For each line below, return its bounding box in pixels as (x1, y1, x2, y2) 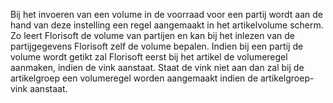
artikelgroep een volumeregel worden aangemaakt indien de (10, 72, 259, 84)
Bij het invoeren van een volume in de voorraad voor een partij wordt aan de (10, 9, 324, 20)
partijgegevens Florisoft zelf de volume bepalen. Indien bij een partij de (10, 40, 304, 52)
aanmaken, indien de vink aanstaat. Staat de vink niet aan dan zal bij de (10, 62, 305, 73)
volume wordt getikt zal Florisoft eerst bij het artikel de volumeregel (10, 51, 288, 63)
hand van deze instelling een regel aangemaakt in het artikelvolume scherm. (10, 19, 324, 31)
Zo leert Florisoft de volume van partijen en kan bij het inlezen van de (10, 30, 295, 41)
